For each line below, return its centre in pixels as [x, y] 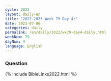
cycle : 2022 [17, 10]
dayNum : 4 [15, 42]
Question [16, 63]
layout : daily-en [23, 14]
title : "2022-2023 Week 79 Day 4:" [42, 19]
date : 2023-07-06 [23, 23]
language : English [24, 46]
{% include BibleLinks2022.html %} [41, 74]
